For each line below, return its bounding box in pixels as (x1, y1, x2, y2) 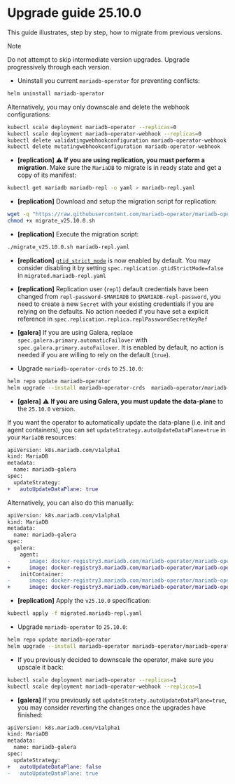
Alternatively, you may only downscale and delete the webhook (7, 102, 190, 111)
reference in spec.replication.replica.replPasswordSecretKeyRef (17, 314, 208, 323)
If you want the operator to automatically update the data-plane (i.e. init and (7, 418, 226, 426)
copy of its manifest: (17, 171, 77, 180)
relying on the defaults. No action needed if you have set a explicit (17, 307, 208, 315)
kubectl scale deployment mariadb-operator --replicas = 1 (7, 676, 177, 684)
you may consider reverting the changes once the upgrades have (17, 703, 206, 712)
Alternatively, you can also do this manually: (7, 498, 134, 507)
